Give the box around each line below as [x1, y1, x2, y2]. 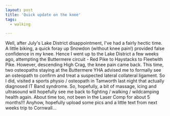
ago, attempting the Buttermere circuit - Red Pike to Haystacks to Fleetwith [5, 56, 163, 63]
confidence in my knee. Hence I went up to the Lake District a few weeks [5, 51, 159, 57]
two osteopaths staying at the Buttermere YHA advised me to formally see [5, 67, 162, 73]
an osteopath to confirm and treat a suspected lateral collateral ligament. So [5, 72, 165, 79]
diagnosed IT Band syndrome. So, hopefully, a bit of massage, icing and [5, 83, 157, 90]
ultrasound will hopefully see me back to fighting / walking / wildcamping [5, 89, 159, 95]
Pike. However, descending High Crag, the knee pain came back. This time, [5, 62, 164, 68]
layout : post [5, 7, 33, 13]
